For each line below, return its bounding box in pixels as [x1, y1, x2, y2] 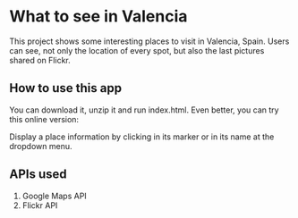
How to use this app [9, 80, 123, 96]
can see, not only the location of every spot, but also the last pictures [9, 45, 265, 55]
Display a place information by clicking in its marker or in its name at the [9, 131, 275, 142]
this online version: [9, 113, 79, 124]
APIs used [9, 167, 67, 182]
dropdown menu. [9, 140, 72, 151]
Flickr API [21, 199, 58, 211]
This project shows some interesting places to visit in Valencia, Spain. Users [9, 36, 290, 46]
